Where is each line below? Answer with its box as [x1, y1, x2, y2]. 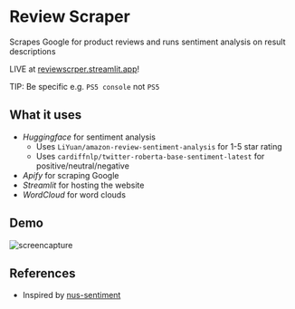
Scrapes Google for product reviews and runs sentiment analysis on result [9, 36, 286, 47]
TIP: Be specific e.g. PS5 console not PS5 [9, 81, 160, 92]
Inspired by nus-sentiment [22, 290, 121, 301]
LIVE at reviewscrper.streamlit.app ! [9, 63, 140, 74]
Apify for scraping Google [22, 169, 119, 180]
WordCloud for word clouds [22, 188, 127, 200]
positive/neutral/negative [35, 160, 129, 171]
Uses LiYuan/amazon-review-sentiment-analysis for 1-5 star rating [35, 140, 282, 151]
